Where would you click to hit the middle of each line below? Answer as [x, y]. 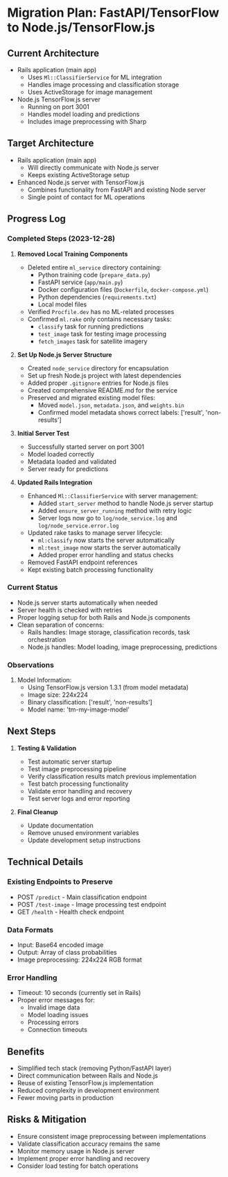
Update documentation [60, 825]
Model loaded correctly [61, 454]
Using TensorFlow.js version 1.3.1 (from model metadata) [108, 688]
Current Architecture [53, 53]
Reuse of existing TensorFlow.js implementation [85, 1083]
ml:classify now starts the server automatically [106, 540]
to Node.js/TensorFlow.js [81, 27]
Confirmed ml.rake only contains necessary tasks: [99, 319]
